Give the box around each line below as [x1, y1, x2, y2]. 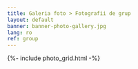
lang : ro [7, 29, 32, 36]
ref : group [7, 36, 39, 42]
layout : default [7, 16, 54, 23]
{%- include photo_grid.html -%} [7, 54, 101, 62]
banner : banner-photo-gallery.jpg [7, 23, 107, 29]
